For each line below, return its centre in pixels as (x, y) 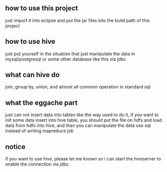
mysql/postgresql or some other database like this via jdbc (66, 59)
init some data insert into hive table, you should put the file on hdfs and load (83, 120)
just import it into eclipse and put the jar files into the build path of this (77, 20)
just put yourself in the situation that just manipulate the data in (70, 54)
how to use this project (42, 8)
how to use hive (30, 41)
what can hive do (33, 75)
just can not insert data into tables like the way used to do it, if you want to (82, 115)
